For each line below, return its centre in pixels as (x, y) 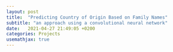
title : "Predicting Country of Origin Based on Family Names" (87, 17)
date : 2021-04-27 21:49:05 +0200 (51, 28)
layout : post (23, 12)
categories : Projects (33, 34)
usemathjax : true (28, 39)
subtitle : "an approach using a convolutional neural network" (87, 23)
